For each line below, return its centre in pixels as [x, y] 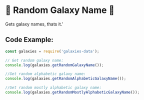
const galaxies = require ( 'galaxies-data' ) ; [52, 51]
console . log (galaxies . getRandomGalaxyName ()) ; [54, 65]
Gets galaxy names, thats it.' [34, 24]
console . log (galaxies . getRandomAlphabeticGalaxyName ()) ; [66, 79]
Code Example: [29, 40]
